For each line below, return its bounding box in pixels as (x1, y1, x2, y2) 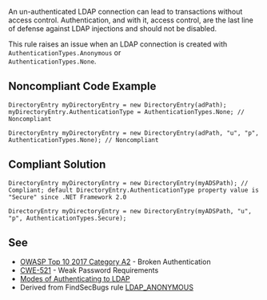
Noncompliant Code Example (8, 79, 157, 93)
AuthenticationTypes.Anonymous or (8, 48, 122, 57)
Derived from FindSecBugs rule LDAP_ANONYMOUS (19, 282, 194, 292)
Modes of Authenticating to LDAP (19, 274, 130, 284)
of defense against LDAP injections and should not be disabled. (8, 24, 217, 33)
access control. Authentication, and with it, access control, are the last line (8, 15, 253, 25)
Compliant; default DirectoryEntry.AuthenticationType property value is (8, 186, 260, 194)
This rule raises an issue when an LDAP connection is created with (8, 39, 228, 49)
